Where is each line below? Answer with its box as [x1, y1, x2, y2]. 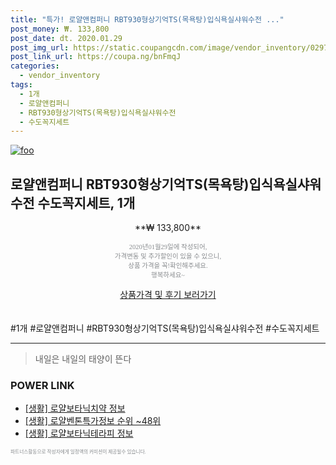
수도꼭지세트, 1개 [37, 194, 136, 211]
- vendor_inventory [19, 71, 101, 81]
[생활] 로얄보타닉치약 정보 [24, 402, 126, 415]
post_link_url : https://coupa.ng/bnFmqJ [10, 52, 182, 62]
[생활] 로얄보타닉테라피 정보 [24, 427, 134, 440]
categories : [10, 61, 60, 71]
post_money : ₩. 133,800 [10, 24, 110, 34]
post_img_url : [10, 42, 70, 53]
